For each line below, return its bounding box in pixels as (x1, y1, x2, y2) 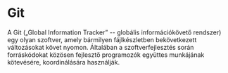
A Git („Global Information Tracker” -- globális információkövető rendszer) (7, 28, 222, 36)
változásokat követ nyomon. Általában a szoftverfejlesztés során (7, 43, 194, 51)
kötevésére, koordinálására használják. (7, 58, 120, 66)
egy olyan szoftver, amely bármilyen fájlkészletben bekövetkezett (7, 35, 197, 44)
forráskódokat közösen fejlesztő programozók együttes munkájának (7, 51, 205, 59)
